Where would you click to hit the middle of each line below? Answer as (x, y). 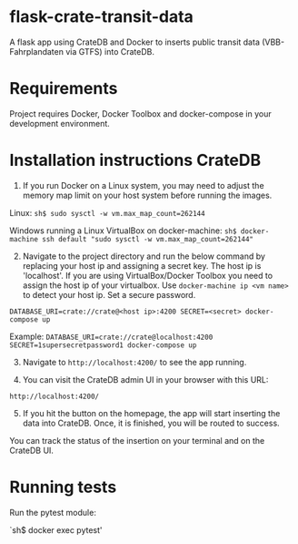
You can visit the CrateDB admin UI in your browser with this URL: (145, 379)
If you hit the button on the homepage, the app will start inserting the (151, 413)
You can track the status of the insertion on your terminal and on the (137, 440)
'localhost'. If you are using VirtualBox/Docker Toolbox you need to (148, 275)
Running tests (63, 487)
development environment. (60, 123)
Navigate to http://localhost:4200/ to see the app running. (134, 362)
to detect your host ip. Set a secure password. (109, 294)
